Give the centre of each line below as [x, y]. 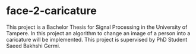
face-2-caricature [51, 11]
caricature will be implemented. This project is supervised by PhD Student [97, 39]
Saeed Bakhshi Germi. [33, 46]
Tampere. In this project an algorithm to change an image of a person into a [98, 33]
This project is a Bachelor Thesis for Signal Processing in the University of [97, 27]
